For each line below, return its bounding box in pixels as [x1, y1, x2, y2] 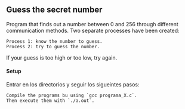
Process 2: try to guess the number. [6, 43, 100, 49]
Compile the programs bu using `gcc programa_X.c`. [6, 92, 137, 99]
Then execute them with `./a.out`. [6, 98, 95, 104]
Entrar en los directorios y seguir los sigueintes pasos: [6, 81, 140, 88]
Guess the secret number [6, 5, 103, 15]
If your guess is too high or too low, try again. [6, 54, 118, 61]
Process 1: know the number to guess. [6, 38, 103, 44]
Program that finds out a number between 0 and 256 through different [6, 20, 179, 27]
